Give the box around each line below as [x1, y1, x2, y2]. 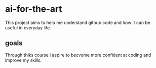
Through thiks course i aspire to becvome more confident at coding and [5, 52, 152, 58]
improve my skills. [5, 57, 42, 63]
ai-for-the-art [5, 3, 63, 15]
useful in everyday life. [5, 24, 51, 30]
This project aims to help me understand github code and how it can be [5, 20, 151, 25]
